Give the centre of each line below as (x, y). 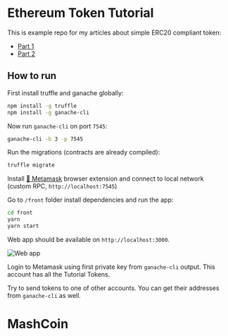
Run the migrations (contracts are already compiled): (84, 152)
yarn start (23, 226)
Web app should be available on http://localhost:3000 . (89, 239)
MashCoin (38, 324)
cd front (20, 213)
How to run (32, 76)
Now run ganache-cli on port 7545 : (57, 126)
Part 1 (26, 46)
